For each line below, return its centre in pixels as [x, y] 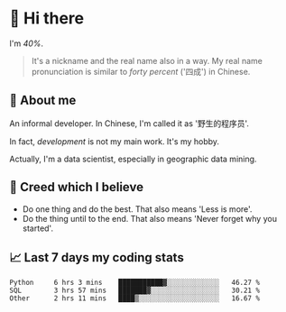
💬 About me [43, 101]
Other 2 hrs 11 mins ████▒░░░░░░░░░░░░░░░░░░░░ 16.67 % [134, 298]
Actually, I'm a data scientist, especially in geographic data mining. [133, 159]
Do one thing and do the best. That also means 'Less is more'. [137, 209]
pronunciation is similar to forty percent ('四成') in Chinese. [141, 71]
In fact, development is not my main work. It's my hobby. [114, 141]
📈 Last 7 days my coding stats [97, 257]
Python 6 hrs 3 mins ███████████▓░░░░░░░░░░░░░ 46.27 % [134, 283]
